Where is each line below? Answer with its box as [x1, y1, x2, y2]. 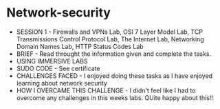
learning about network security [16, 79, 108, 87]
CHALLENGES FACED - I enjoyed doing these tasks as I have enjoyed [16, 71, 213, 80]
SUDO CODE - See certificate [16, 64, 100, 72]
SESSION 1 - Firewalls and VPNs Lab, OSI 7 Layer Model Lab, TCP [16, 28, 203, 36]
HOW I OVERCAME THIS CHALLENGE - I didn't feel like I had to [16, 86, 196, 95]
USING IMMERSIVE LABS [16, 57, 88, 65]
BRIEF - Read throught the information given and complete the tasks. [16, 50, 211, 58]
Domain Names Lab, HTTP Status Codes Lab [16, 42, 144, 50]
